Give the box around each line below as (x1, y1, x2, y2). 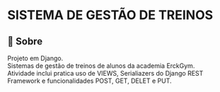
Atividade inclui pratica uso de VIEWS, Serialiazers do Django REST (7, 69, 204, 77)
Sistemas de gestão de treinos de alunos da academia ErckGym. (7, 62, 195, 70)
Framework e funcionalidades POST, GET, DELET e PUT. (7, 76, 172, 85)
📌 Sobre (7, 35, 43, 47)
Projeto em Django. (7, 54, 64, 62)
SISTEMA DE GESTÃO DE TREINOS (7, 7, 214, 23)
